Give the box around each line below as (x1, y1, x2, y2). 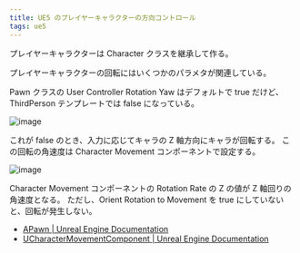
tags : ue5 (9, 22, 47, 31)
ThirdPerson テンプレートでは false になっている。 (9, 97, 200, 109)
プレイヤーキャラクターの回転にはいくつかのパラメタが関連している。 (9, 67, 272, 78)
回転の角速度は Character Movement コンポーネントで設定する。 (16, 146, 261, 157)
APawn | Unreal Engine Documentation (22, 223, 169, 234)
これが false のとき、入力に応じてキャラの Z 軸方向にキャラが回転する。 (9, 134, 280, 145)
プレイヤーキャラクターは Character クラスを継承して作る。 (9, 47, 234, 59)
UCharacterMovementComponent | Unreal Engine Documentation (22, 233, 270, 244)
